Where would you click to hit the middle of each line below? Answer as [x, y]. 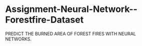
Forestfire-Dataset [44, 20]
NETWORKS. [18, 39]
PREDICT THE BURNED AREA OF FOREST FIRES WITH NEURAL [70, 33]
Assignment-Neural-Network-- [71, 9]
